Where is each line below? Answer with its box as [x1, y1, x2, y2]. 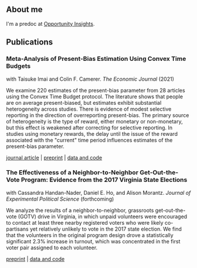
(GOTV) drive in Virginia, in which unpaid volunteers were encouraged [18, 213, 188, 220]
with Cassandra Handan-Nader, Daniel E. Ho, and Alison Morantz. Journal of [6, 189, 191, 196]
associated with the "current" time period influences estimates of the [6, 136, 173, 143]
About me [6, 5, 43, 15]
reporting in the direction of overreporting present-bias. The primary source [6, 111, 189, 119]
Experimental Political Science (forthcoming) [6, 195, 114, 202]
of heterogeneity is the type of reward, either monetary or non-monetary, [6, 118, 183, 125]
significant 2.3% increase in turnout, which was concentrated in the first [6, 238, 181, 245]
